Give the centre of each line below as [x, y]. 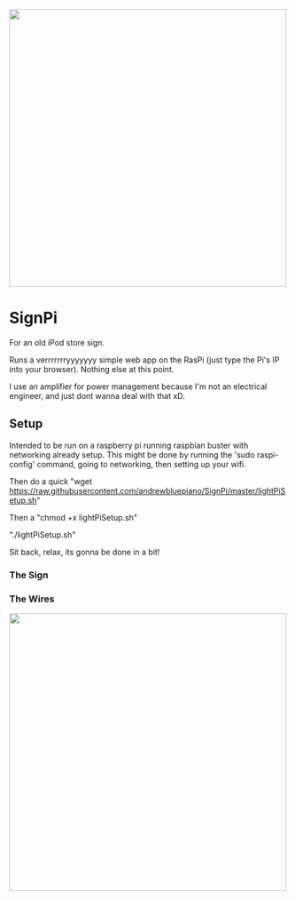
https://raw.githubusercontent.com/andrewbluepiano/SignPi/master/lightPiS [147, 490]
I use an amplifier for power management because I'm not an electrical [138, 386]
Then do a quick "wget [51, 481]
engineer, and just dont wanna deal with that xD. [97, 395]
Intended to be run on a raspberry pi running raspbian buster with [129, 445]
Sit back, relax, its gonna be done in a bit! [85, 552]
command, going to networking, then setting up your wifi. [141, 464]
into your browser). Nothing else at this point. [92, 369]
